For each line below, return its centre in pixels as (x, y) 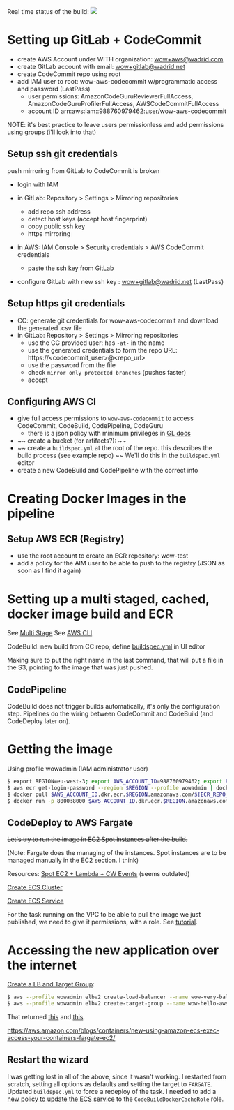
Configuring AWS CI (52, 401)
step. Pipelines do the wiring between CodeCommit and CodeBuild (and (110, 714)
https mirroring (49, 233)
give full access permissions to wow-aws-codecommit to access (105, 418)
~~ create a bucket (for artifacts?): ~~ (72, 441)
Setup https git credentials (66, 304)
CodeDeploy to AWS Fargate (70, 823)
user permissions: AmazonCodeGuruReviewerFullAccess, (110, 96)
